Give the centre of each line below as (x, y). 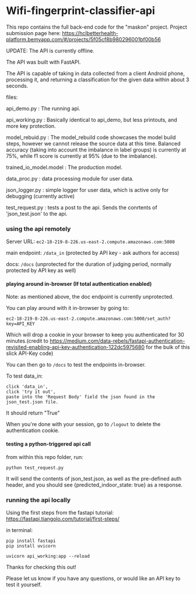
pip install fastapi (31, 541)
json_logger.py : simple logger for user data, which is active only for (87, 190)
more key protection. (31, 126)
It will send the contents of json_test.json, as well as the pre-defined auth (94, 478)
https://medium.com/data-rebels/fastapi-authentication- (117, 341)
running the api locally (38, 500)
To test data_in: (24, 376)
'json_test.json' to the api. (37, 213)
